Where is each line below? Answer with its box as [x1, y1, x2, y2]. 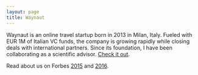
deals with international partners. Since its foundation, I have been [6, 44, 172, 51]
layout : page [6, 8, 40, 15]
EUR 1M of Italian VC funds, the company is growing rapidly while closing [6, 37, 190, 45]
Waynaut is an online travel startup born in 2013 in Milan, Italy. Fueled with [6, 31, 193, 38]
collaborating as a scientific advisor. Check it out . [6, 50, 130, 57]
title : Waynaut [6, 15, 45, 21]
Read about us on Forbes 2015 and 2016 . [6, 62, 109, 70]
